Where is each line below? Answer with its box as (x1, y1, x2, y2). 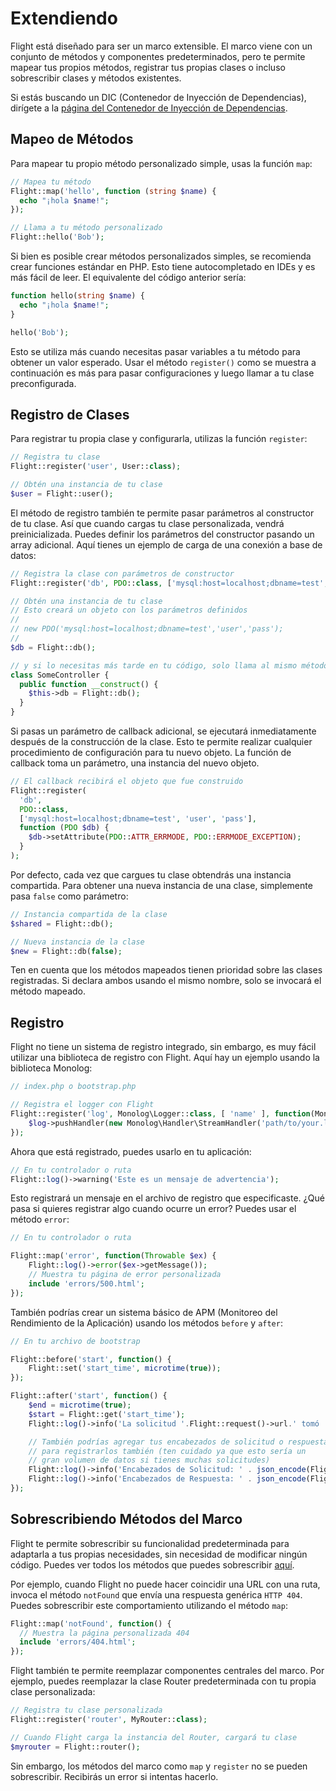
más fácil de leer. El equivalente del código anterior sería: (10, 272, 247, 283)
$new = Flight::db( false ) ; (10, 946, 123, 956)
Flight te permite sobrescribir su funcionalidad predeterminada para (10, 1537, 290, 1549)
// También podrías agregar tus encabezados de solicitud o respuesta (28, 1437, 329, 1447)
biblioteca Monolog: (10, 1062, 93, 1074)
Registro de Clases (10, 406, 130, 423)
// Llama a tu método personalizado (10, 223, 163, 233)
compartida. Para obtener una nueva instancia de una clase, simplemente (10, 879, 313, 891)
